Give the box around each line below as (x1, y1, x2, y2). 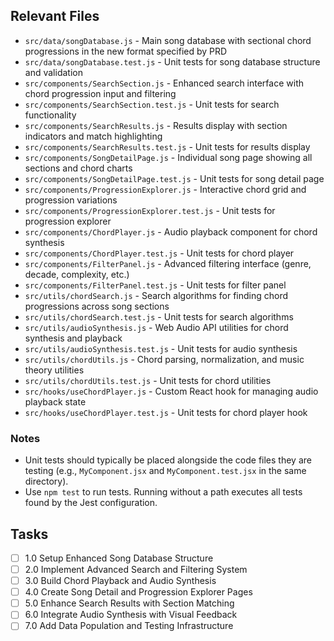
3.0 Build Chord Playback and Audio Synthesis (24, 575, 217, 587)
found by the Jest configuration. (24, 497, 158, 509)
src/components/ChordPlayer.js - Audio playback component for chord (24, 225, 318, 238)
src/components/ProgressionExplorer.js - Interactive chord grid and (24, 183, 307, 195)
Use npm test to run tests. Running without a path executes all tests (24, 486, 303, 498)
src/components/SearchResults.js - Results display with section (24, 119, 288, 131)
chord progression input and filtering (24, 87, 177, 99)
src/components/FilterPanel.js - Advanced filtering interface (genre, (24, 257, 312, 269)
